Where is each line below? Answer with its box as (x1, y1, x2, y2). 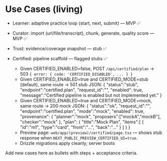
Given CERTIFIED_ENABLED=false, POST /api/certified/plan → (20, 65, 154, 71)
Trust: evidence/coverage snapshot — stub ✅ (12, 45, 107, 51)
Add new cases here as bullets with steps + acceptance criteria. (5, 149, 138, 156)
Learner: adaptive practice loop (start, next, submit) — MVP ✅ (12, 20, 141, 26)
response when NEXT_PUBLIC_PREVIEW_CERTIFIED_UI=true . (20, 134, 138, 141)
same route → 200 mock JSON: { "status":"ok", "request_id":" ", (20, 103, 151, 109)
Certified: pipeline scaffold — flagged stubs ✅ (12, 55, 108, 61)
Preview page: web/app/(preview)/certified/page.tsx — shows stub (20, 129, 162, 135)
